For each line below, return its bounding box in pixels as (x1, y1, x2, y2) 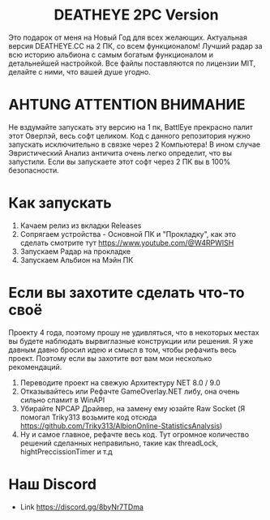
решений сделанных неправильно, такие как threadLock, (19, 438, 219, 448)
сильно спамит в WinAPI (19, 395, 105, 405)
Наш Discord (8, 475, 97, 493)
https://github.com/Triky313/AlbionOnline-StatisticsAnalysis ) (19, 420, 223, 431)
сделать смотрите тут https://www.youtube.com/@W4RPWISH (19, 238, 234, 247)
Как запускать (8, 194, 112, 213)
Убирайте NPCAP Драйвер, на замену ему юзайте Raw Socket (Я (19, 403, 246, 413)
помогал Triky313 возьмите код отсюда (19, 412, 157, 422)
